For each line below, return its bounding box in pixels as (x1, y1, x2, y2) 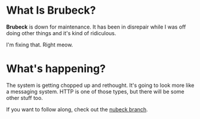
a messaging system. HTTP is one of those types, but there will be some (6, 87, 185, 95)
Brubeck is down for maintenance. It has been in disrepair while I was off (6, 23, 186, 30)
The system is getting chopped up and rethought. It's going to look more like (6, 82, 195, 89)
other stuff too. (6, 94, 43, 101)
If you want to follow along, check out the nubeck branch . (6, 105, 148, 113)
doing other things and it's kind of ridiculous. (6, 29, 116, 36)
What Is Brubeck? (6, 4, 96, 17)
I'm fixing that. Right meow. (6, 41, 73, 48)
